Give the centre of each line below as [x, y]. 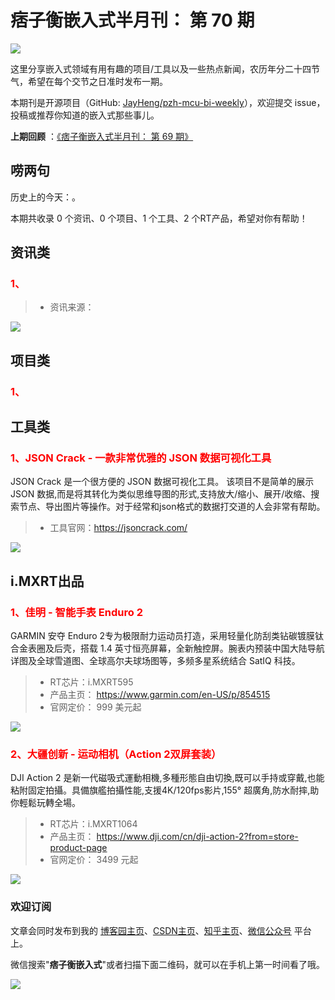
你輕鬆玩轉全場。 [45, 803]
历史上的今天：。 [45, 197]
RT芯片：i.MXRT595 [91, 682]
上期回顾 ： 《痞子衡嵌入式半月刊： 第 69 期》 [102, 136]
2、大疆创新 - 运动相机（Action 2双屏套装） [116, 754]
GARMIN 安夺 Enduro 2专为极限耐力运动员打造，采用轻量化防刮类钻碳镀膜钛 [167, 636]
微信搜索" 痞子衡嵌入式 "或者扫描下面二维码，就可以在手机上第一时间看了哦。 [168, 964]
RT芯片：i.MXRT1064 [93, 824]
